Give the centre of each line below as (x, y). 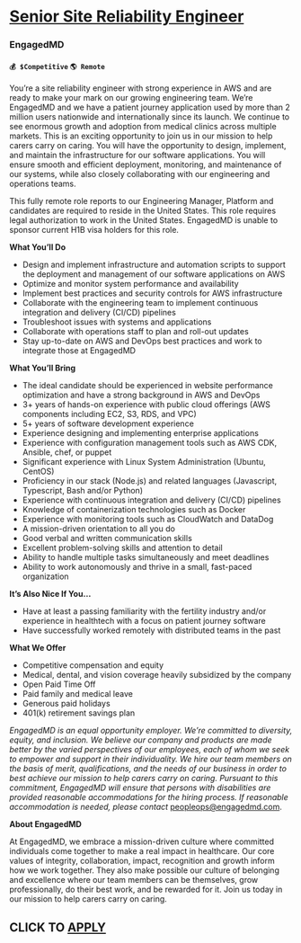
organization (45, 576)
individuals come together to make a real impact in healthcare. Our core (142, 851)
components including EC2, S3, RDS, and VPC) (110, 414)
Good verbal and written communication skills (107, 538)
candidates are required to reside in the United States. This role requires (143, 211)
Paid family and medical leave (77, 694)
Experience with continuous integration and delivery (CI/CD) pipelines (151, 500)
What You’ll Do (37, 247)
